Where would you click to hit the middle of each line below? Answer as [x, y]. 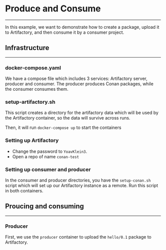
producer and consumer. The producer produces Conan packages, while [79, 84]
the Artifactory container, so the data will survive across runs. [68, 118]
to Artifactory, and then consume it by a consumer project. [65, 32]
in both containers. [24, 190]
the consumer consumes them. [37, 89]
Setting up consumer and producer [48, 169]
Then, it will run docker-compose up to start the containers [63, 127]
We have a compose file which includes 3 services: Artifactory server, [76, 79]
